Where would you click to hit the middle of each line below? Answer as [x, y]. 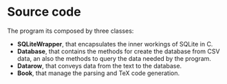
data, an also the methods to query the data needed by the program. [114, 58]
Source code [44, 12]
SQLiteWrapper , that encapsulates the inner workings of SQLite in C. [115, 44]
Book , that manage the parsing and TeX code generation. [98, 73]
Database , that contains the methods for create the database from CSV [118, 51]
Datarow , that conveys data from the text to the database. [99, 66]
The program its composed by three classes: [71, 31]
